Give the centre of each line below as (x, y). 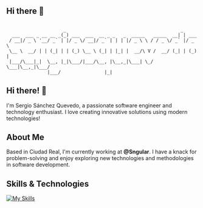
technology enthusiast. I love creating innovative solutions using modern (97, 112)
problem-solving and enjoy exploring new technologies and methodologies (100, 158)
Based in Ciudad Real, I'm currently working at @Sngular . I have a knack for (101, 152)
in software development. (38, 165)
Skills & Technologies (48, 183)
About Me (25, 137)
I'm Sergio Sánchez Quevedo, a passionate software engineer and (89, 105)
